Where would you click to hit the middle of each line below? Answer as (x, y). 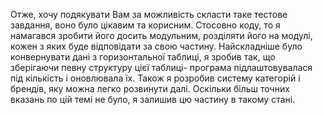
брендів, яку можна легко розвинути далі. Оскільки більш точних (150, 88)
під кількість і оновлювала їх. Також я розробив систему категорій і (155, 78)
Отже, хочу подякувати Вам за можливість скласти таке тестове (149, 14)
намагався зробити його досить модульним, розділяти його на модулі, (161, 35)
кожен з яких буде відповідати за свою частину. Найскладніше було (156, 46)
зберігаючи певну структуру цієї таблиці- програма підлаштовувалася (161, 67)
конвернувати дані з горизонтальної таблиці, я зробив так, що (143, 57)
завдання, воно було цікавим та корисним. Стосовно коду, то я (145, 25)
